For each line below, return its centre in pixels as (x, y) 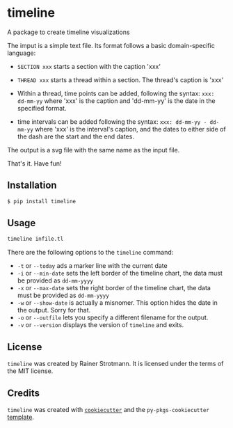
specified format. (42, 108)
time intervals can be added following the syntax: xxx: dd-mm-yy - (112, 121)
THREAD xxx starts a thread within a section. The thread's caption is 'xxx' (120, 80)
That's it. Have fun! (34, 163)
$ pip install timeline (42, 201)
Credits (24, 393)
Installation (32, 185)
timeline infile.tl (35, 239)
